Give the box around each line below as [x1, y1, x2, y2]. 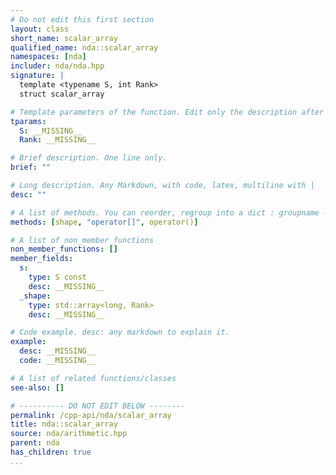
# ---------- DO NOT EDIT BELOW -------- [10, 401, 186, 411]
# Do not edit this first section [10, 14, 155, 25]
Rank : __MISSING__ [19, 135, 97, 145]
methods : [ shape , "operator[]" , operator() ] [10, 217, 199, 227]
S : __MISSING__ [19, 126, 83, 136]
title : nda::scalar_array [10, 419, 118, 430]
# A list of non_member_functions [10, 235, 155, 245]
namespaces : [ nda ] [10, 52, 87, 62]
